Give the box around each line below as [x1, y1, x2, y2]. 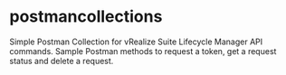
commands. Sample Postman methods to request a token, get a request [9, 45, 277, 56]
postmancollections [9, 6, 163, 27]
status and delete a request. [9, 55, 114, 66]
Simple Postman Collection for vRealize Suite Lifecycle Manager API [9, 36, 263, 47]
